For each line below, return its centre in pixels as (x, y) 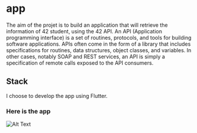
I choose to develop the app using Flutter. (57, 96)
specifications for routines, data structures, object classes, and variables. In (99, 50)
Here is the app (28, 111)
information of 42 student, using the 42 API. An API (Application (84, 31)
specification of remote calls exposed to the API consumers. (80, 63)
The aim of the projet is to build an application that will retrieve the (87, 25)
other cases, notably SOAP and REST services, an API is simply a (85, 56)
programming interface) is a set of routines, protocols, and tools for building (99, 37)
